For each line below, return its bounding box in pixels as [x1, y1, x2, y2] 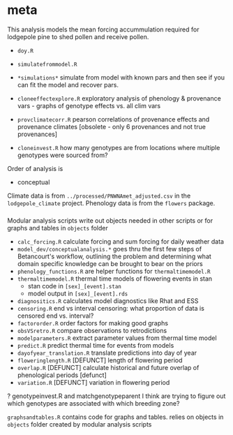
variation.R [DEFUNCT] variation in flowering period [17, 378, 170, 387]
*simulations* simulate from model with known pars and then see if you [17, 73, 225, 82]
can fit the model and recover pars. [17, 80, 119, 89]
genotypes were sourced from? [17, 151, 108, 159]
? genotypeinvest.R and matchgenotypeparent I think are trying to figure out [7, 392, 226, 400]
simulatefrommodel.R [17, 61, 77, 68]
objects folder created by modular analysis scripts [7, 420, 152, 429]
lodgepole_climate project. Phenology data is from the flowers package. [7, 198, 216, 207]
